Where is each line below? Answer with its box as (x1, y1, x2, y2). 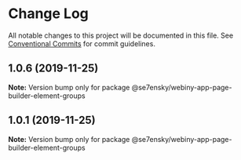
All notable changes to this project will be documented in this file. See (8, 31, 234, 40)
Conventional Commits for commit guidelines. (8, 38, 155, 48)
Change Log (8, 5, 89, 23)
